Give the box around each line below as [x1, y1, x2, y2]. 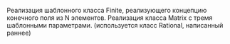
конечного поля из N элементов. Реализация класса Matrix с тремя [6, 13, 213, 22]
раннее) [6, 28, 31, 37]
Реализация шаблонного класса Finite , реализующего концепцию [6, 6, 207, 14]
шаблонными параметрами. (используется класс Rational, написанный [6, 21, 224, 29]
